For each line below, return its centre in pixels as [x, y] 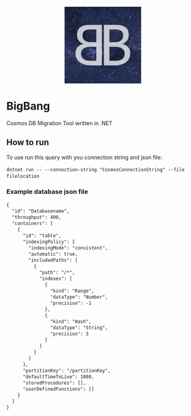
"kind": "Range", [72, 291]
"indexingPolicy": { [49, 242]
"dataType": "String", [79, 328]
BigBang [28, 106]
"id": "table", [42, 236]
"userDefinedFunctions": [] [58, 389]
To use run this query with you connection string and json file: [84, 157]
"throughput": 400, [37, 218]
